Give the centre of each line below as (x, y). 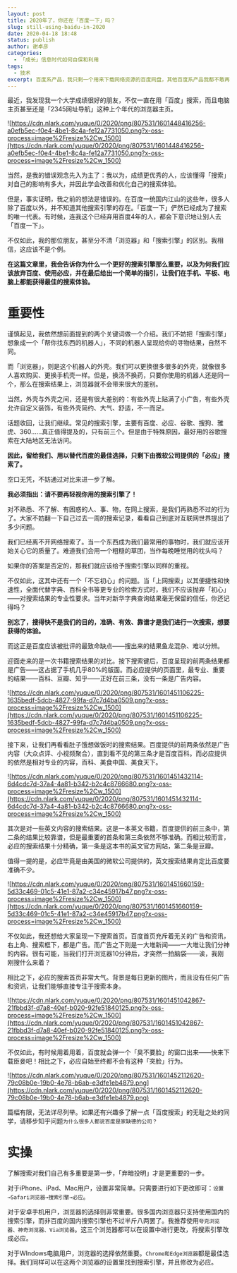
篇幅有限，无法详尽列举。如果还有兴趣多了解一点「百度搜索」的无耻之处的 (115, 1112)
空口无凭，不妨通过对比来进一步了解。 (63, 480)
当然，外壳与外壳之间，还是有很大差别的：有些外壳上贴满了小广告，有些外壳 (119, 399)
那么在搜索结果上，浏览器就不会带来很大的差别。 (91, 384)
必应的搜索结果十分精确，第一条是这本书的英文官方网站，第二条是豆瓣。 (112, 846)
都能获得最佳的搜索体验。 (56, 282)
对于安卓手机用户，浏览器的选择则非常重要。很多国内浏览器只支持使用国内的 (119, 1212)
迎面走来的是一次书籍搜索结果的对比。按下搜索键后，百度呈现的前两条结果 (115, 661)
